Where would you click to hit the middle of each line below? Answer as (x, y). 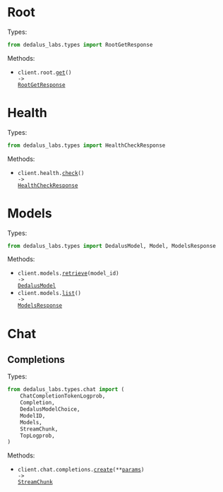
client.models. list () (49, 294)
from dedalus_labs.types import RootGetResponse (80, 44)
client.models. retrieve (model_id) (68, 274)
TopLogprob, (37, 436)
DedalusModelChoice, (50, 409)
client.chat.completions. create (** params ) (81, 470)
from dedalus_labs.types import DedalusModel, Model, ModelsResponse (112, 246)
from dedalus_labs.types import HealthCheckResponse (86, 145)
